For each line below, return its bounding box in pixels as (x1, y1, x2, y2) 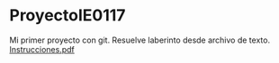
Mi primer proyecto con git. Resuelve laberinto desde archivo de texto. (9, 35, 271, 45)
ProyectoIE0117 (9, 5, 126, 26)
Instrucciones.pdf (9, 43, 75, 54)
